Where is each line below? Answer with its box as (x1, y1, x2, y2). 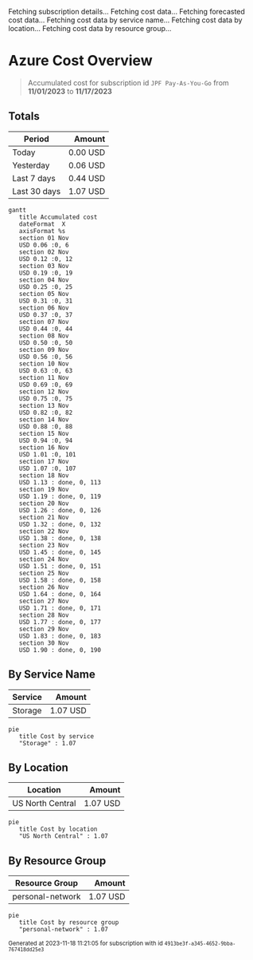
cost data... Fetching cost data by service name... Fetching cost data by (8, 15, 243, 25)
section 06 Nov (18, 303, 69, 312)
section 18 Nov (18, 471, 69, 480)
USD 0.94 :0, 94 (18, 437, 73, 444)
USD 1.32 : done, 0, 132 (18, 520, 102, 528)
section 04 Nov (18, 275, 69, 284)
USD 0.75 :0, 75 (18, 394, 73, 402)
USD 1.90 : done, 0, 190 (18, 646, 102, 654)
